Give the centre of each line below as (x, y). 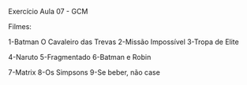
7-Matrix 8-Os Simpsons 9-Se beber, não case (84, 72)
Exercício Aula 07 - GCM (48, 11)
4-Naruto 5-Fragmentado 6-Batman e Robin (80, 57)
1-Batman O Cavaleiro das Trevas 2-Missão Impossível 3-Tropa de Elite (123, 42)
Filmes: (20, 26)
